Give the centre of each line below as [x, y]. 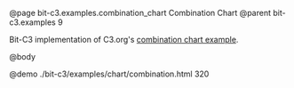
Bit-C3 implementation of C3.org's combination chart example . [124, 40]
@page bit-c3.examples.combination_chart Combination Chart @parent [140, 13]
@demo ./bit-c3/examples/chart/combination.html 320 [109, 74]
